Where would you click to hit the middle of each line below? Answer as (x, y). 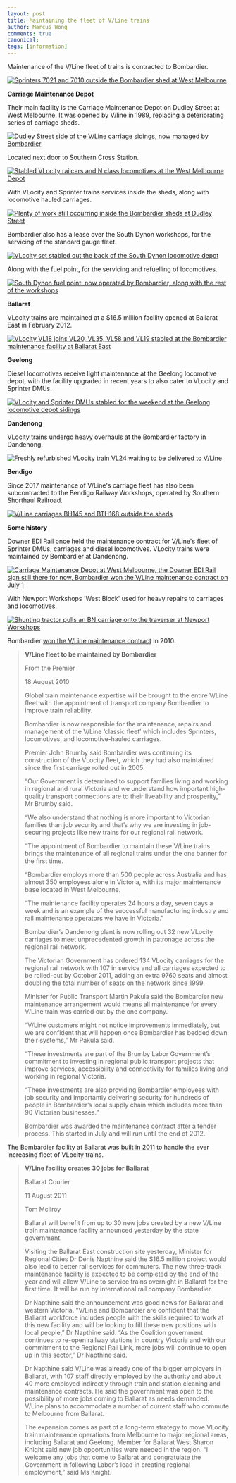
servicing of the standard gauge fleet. (62, 242)
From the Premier (50, 668)
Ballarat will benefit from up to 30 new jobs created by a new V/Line (123, 1223)
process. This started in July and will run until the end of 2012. (115, 1134)
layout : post (26, 14)
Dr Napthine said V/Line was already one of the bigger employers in (123, 1369)
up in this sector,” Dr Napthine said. (76, 1355)
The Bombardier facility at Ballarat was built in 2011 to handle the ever (108, 1147)
